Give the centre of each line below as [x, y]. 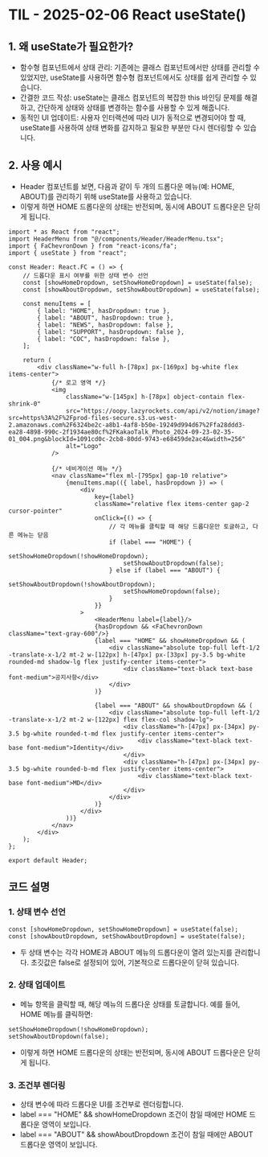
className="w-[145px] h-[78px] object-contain [145, 397]
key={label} [114, 496]
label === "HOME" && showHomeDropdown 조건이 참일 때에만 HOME [133, 1114]
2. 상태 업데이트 [37, 985]
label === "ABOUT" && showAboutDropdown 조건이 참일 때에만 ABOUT [136, 1134]
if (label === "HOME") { [150, 542]
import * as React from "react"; [64, 232]
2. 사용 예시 [35, 165]
